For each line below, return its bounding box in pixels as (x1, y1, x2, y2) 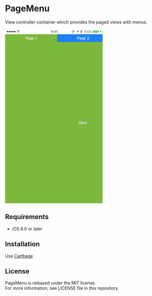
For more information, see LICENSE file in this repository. (5, 285, 119, 291)
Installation (5, 240, 40, 249)
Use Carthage (5, 253, 33, 259)
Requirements (5, 213, 49, 221)
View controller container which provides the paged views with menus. (5, 19, 148, 25)
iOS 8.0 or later (12, 226, 43, 231)
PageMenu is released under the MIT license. (5, 280, 96, 286)
